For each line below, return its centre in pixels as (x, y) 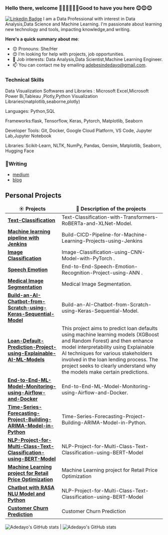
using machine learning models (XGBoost (110, 334)
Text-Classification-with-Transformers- (110, 217)
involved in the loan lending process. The (110, 359)
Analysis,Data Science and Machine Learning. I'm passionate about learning (84, 24)
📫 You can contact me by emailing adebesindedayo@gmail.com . (79, 65)
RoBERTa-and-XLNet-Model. (97, 223)
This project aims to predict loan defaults (110, 328)
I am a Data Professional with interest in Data (89, 19)
